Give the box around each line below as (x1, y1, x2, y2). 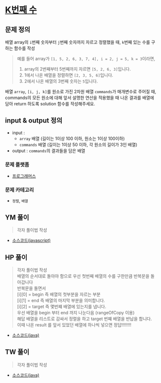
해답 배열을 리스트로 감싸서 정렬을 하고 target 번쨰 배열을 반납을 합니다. (17, 316, 152, 322)
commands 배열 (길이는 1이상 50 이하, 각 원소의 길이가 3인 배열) (19, 141, 138, 147)
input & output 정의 (5, 117, 63, 125)
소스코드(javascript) (12, 238, 51, 243)
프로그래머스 (12, 173, 36, 179)
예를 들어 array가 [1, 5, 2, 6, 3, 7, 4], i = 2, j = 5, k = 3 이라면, (17, 56, 156, 61)
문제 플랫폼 (5, 161, 30, 168)
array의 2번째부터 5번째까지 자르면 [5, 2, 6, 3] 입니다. (24, 66, 131, 72)
